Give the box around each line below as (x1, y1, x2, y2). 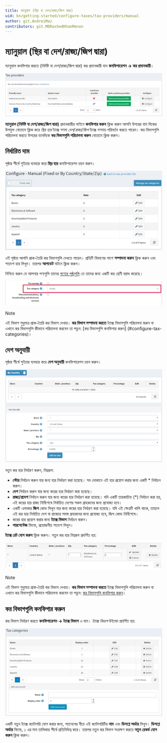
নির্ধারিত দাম (5, 147, 30, 156)
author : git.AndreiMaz (5, 18, 52, 23)
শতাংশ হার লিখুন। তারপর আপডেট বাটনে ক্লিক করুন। (5, 260, 81, 267)
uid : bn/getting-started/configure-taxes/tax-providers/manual (5, 13, 140, 18)
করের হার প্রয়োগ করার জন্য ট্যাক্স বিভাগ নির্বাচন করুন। (12, 517, 88, 523)
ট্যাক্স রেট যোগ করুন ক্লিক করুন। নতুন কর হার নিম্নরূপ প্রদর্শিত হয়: (5, 532, 97, 538)
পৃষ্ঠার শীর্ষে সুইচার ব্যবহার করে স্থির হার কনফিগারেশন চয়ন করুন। (5, 160, 96, 166)
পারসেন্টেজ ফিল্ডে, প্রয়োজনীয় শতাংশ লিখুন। (12, 522, 74, 528)
